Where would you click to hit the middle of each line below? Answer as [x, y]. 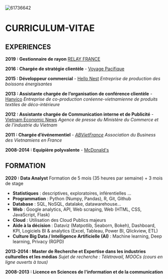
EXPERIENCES [28, 47]
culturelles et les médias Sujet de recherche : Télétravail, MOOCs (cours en [84, 257]
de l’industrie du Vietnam [31, 125]
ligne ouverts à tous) [27, 262]
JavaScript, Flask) [31, 214]
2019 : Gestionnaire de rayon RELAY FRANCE [53, 59]
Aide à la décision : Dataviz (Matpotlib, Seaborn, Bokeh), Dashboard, [84, 225]
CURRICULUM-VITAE [50, 28]
